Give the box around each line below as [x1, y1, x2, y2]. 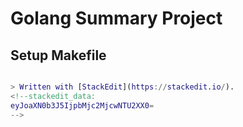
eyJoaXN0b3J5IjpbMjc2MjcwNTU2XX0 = [10, 100, 155, 111]
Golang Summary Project [10, 7, 223, 30]
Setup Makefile [10, 47, 107, 64]
